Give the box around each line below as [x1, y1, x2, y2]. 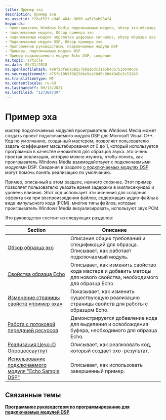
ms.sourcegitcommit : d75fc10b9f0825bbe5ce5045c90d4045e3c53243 [5, 72, 138, 77]
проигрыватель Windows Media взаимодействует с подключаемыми [5, 159, 151, 165]
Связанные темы [5, 391, 61, 399]
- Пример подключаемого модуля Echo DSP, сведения [5, 53, 112, 58]
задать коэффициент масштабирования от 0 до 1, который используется [5, 143, 159, 149]
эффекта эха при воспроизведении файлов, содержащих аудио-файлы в [5, 195, 159, 201]
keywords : [5, 21, 26, 26]
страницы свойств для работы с [70, 300, 148, 307]
